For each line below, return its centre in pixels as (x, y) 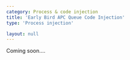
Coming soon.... (26, 51)
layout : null (23, 34)
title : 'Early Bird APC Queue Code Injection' (66, 17)
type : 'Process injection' (40, 23)
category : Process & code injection (52, 12)
